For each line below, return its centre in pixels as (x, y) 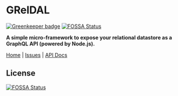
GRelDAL (28, 10)
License (21, 73)
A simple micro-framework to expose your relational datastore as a (89, 37)
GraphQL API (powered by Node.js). (51, 44)
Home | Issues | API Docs (37, 55)
